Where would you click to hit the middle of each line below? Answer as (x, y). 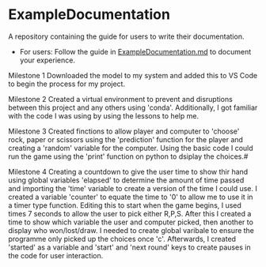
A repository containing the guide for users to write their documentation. (126, 36)
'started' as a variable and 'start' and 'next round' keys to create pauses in (129, 247)
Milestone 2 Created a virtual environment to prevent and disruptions (121, 99)
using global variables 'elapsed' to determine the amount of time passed (126, 180)
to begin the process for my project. (66, 84)
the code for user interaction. (56, 255)
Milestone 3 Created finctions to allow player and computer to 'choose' (124, 131)
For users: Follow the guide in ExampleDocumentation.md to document (135, 51)
